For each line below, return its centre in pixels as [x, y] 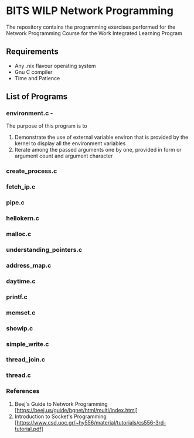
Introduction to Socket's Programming [60, 416]
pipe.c [15, 203]
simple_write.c [28, 344]
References [23, 391]
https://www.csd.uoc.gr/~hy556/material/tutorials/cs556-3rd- [91, 422]
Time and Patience [37, 78]
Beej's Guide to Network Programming [61, 404]
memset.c [21, 313]
